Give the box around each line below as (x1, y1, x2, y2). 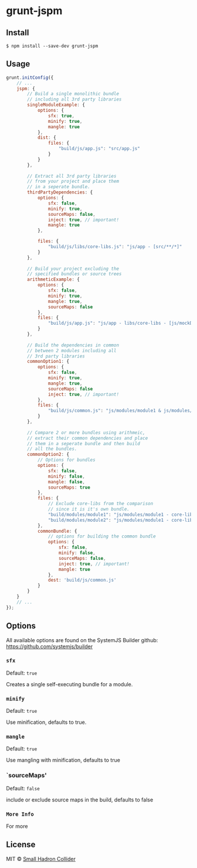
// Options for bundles (37, 457, 96, 463)
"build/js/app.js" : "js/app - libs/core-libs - (47, 321, 167, 326)
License (6, 840, 36, 850)
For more (6, 822, 28, 830)
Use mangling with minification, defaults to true (6, 757, 120, 764)
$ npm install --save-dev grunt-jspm (6, 43, 98, 49)
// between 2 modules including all (27, 348, 117, 353)
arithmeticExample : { (27, 276, 80, 283)
